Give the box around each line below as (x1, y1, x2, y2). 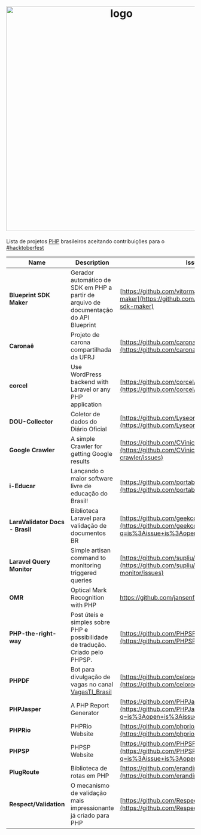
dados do (71, 417, 98, 425)
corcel (9, 381, 28, 389)
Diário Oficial (71, 425, 107, 433)
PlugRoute (9, 767, 40, 776)
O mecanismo (71, 781, 109, 789)
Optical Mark (71, 586, 107, 594)
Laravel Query (9, 557, 51, 565)
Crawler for (71, 442, 103, 450)
